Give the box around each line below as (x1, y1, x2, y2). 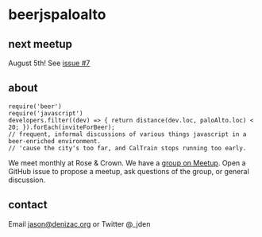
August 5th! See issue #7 (8, 58, 91, 68)
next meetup (8, 37, 73, 51)
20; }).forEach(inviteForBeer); (8, 123, 115, 131)
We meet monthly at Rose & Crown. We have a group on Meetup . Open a (8, 157, 246, 168)
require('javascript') (8, 109, 83, 117)
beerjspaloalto (8, 6, 106, 24)
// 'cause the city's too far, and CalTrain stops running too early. (8, 144, 247, 152)
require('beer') (8, 102, 62, 111)
